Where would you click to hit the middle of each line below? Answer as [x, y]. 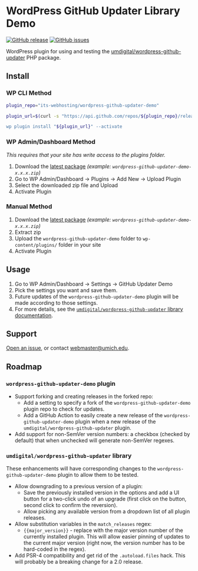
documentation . [34, 315]
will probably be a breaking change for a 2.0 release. [79, 562]
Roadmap [24, 367]
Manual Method [29, 207]
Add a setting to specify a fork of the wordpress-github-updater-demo [107, 403]
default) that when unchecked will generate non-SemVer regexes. [95, 441]
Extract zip [28, 232]
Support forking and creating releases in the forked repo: [84, 396]
